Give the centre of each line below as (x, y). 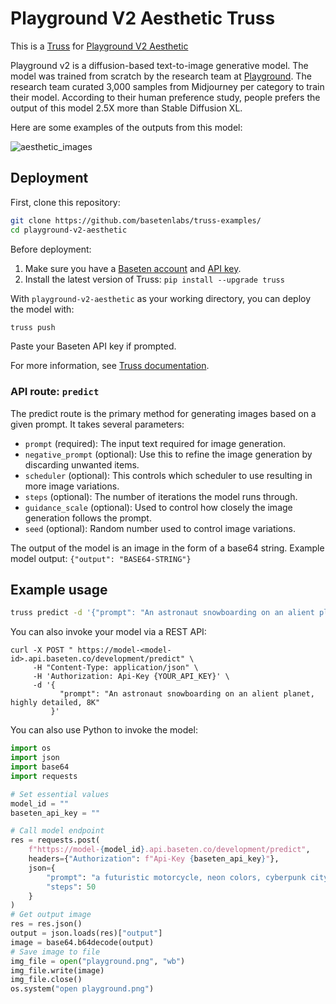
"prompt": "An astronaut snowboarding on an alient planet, (187, 694)
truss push (33, 327)
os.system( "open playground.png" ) (82, 989)
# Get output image (51, 915)
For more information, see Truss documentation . (110, 366)
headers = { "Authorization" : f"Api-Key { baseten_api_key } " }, (154, 859)
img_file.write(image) (57, 970)
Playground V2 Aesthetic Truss (143, 18)
